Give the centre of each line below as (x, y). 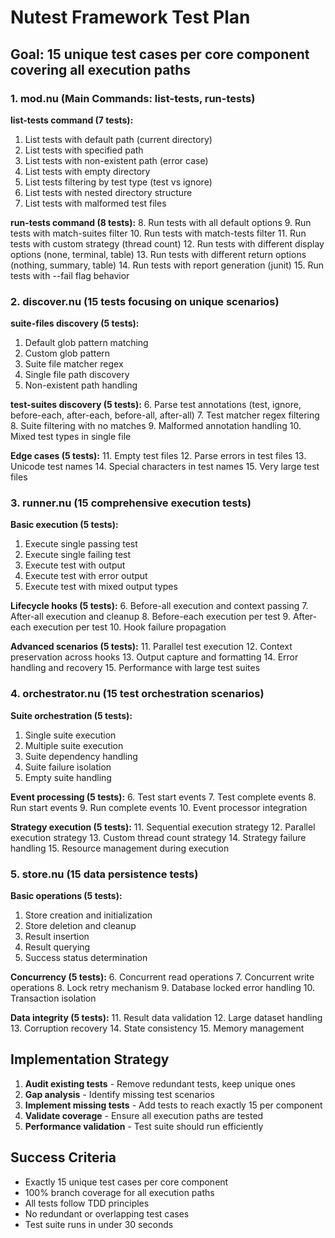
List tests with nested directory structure (108, 192)
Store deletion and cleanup (80, 926)
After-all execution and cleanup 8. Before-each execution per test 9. (150, 617)
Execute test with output (75, 565)
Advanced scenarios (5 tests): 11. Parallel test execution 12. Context (151, 647)
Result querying (57, 947)
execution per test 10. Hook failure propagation (130, 627)
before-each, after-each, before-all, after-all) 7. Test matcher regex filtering (165, 415)
